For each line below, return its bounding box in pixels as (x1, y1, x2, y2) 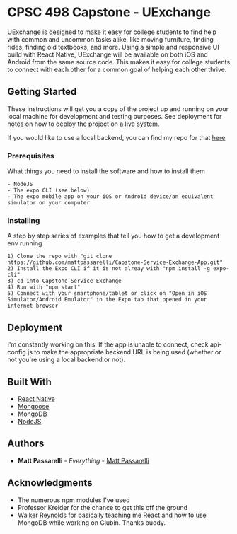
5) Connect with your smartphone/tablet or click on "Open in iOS (7, 290, 207, 297)
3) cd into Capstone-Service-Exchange (7, 277, 122, 285)
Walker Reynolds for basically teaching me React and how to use (17, 511, 207, 519)
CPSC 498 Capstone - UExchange (7, 4, 211, 21)
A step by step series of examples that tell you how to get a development (7, 231, 220, 240)
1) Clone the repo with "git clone (7, 253, 112, 260)
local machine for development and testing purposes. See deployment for (7, 112, 222, 120)
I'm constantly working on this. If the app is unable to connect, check (7, 340, 209, 349)
